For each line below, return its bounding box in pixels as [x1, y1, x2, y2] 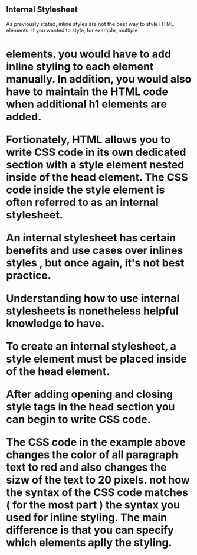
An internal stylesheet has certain [6, 231, 176, 244]
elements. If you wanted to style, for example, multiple [6, 27, 138, 34]
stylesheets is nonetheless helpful [6, 304, 179, 318]
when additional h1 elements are [6, 97, 167, 111]
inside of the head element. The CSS [6, 171, 188, 184]
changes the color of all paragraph [6, 448, 179, 461]
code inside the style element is [6, 183, 165, 197]
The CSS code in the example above [6, 436, 186, 449]
